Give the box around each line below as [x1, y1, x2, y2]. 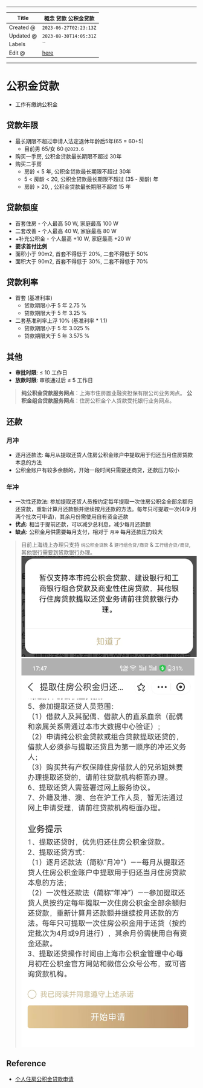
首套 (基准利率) [14, 294, 53, 302]
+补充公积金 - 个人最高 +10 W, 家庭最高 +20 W [14, 235, 131, 242]
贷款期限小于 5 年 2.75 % [24, 302, 86, 309]
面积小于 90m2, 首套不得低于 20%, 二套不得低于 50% [14, 250, 149, 257]
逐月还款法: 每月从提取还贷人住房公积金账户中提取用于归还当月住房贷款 [14, 451, 193, 458]
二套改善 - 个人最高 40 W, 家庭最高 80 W [14, 227, 117, 234]
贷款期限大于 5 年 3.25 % [24, 309, 87, 317]
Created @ [8, 24, 36, 31]
